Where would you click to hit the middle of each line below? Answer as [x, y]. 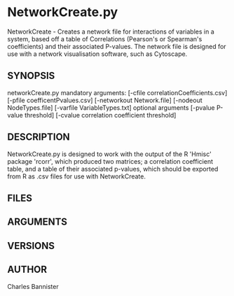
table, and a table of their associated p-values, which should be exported [113, 169]
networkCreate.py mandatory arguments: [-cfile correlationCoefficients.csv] [117, 92]
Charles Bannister [33, 286]
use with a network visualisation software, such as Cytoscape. [97, 54]
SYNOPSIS [31, 76]
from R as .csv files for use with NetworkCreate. [76, 176]
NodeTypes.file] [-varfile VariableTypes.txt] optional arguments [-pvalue [111, 107]
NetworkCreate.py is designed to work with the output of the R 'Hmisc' [109, 154]
